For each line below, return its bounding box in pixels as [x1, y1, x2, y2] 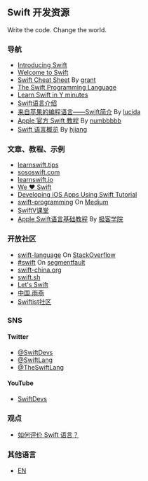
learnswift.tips [17, 160, 59, 169]
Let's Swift [17, 280, 49, 288]
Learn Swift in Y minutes [17, 90, 88, 99]
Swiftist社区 [17, 297, 52, 306]
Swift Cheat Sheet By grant [17, 76, 96, 84]
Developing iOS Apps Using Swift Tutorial [17, 190, 137, 199]
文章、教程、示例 [7, 144, 65, 154]
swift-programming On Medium [17, 198, 109, 207]
